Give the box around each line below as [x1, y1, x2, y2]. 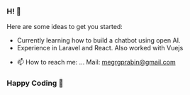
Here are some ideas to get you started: [6, 23, 123, 31]
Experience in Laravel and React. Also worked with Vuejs [16, 44, 184, 52]
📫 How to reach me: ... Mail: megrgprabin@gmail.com [16, 58, 176, 67]
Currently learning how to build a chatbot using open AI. [16, 36, 181, 45]
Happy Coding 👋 [6, 78, 64, 88]
